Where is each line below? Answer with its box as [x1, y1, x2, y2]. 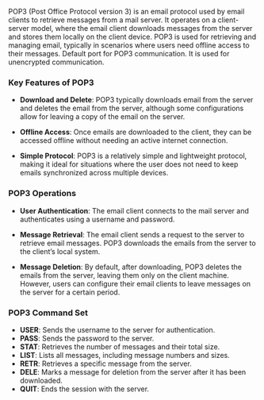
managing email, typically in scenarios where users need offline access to [8, 40, 250, 50]
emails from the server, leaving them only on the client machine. [19, 270, 230, 280]
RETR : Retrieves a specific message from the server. [19, 359, 192, 368]
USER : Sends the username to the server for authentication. [19, 325, 216, 334]
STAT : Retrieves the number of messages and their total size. [19, 341, 220, 352]
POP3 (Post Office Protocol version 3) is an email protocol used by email [8, 7, 245, 16]
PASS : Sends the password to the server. [19, 333, 155, 343]
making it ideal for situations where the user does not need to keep [19, 160, 239, 169]
